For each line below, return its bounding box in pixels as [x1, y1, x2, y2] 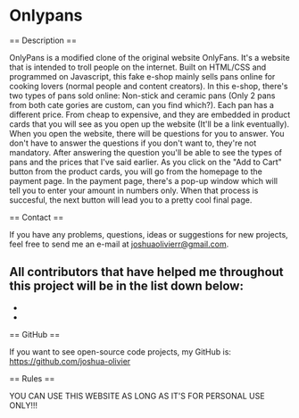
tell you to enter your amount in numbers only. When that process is [9, 185, 259, 196]
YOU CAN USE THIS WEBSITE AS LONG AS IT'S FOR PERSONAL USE [9, 390, 265, 401]
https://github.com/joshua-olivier [9, 355, 131, 366]
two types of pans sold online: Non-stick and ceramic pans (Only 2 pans [9, 90, 276, 101]
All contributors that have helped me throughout [9, 264, 284, 280]
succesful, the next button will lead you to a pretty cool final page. [9, 194, 253, 205]
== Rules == [9, 372, 55, 384]
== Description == [9, 35, 78, 46]
